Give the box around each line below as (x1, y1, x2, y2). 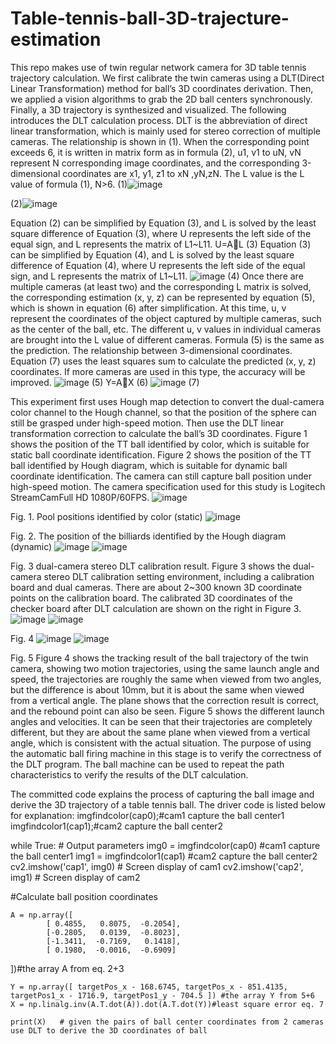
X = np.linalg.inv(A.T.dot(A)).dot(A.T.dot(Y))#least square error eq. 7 (10, 999, 325, 1009)
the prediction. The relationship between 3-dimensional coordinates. (10, 344, 293, 356)
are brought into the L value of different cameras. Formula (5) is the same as (10, 333, 325, 346)
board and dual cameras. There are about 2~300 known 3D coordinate (10, 581, 303, 593)
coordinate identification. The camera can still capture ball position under (10, 470, 312, 482)
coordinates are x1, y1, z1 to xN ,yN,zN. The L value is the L (62, 167, 305, 179)
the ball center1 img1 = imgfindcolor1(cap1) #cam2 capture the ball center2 (10, 850, 318, 862)
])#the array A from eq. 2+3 (10, 962, 125, 974)
